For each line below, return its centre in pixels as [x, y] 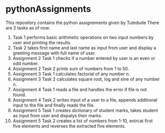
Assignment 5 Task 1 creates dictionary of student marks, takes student [85, 110]
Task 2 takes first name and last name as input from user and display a [84, 48]
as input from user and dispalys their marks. [57, 115]
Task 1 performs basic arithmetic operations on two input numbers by [83, 37]
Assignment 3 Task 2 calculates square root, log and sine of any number [86, 79]
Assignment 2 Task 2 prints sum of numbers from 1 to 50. [71, 68]
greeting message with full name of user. [54, 53]
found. [19, 95]
